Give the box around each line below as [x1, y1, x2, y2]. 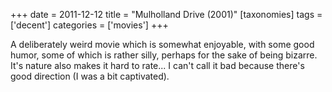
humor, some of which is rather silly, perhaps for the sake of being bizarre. [10, 49, 318, 61]
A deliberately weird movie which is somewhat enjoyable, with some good [10, 39, 315, 50]
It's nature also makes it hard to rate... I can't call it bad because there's [10, 60, 305, 71]
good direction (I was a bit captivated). [10, 70, 170, 82]
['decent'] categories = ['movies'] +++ [10, 19, 169, 31]
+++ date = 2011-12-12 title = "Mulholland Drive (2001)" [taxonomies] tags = [10, 9, 323, 20]
